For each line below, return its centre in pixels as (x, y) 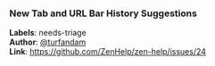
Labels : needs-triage (48, 33)
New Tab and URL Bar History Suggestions (103, 13)
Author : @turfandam (48, 42)
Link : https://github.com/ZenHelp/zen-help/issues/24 (108, 52)
